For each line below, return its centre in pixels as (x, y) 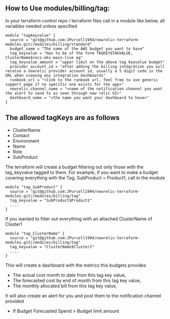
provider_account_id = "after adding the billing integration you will (88, 66)
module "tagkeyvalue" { (31, 35)
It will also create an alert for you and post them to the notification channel (83, 296)
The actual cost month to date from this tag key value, (69, 275)
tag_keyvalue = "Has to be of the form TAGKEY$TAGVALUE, (72, 53)
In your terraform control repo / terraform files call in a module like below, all (85, 20)
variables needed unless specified (41, 26)
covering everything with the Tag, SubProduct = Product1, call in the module (85, 178)
